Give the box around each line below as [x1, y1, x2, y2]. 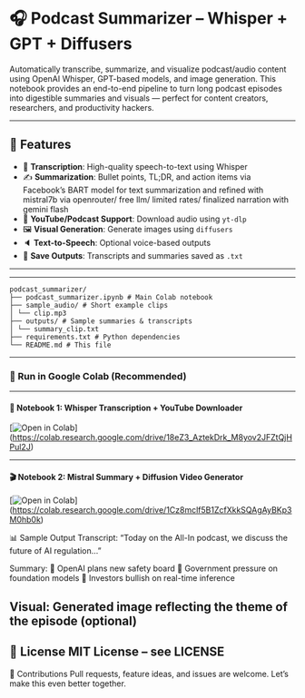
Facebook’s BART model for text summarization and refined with [22, 184, 264, 195]
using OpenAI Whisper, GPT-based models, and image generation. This [9, 73, 277, 84]
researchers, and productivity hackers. [9, 102, 154, 113]
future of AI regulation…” [9, 546, 102, 556]
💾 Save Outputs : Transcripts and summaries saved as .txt [22, 250, 243, 261]
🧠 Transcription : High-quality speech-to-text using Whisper [22, 161, 248, 172]
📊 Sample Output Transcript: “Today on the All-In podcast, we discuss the [9, 533, 289, 544]
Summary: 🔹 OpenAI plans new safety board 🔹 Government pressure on [9, 563, 279, 574]
